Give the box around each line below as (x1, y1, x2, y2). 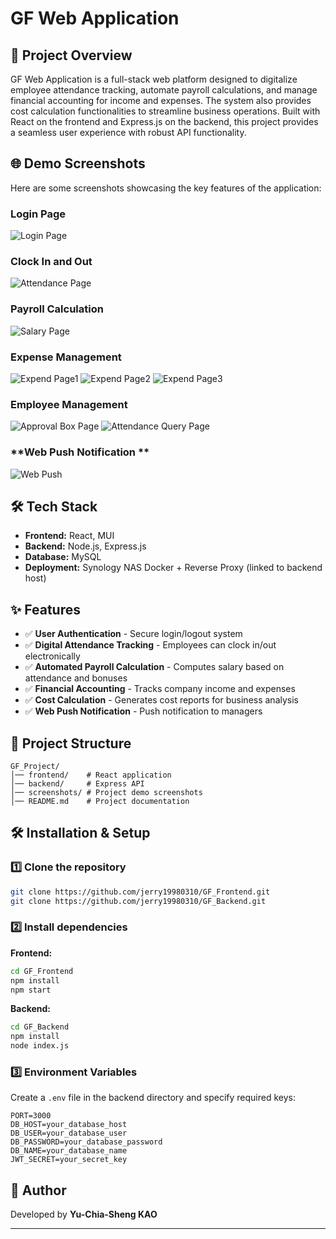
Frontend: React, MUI (24, 530, 115, 542)
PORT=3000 (10, 1111, 52, 1121)
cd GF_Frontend (10, 966, 74, 976)
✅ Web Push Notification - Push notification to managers (24, 705, 263, 717)
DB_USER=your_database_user (10, 1128, 128, 1139)
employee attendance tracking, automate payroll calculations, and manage (10, 84, 318, 96)
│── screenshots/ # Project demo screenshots (10, 788, 203, 798)
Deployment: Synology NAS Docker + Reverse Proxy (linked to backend (24, 562, 323, 574)
